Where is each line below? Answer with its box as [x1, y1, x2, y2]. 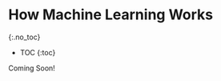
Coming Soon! [8, 63, 56, 73]
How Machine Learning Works [8, 6, 214, 24]
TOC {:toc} [19, 47, 56, 57]
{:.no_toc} [8, 32, 41, 42]
